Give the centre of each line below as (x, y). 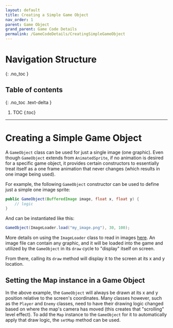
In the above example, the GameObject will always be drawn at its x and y (82, 292)
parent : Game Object (28, 24)
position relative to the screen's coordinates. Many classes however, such (84, 298)
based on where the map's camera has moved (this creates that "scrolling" (85, 309)
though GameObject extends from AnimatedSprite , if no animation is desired (84, 158)
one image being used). (30, 174)
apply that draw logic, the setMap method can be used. (63, 320)
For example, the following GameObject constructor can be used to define (82, 184)
